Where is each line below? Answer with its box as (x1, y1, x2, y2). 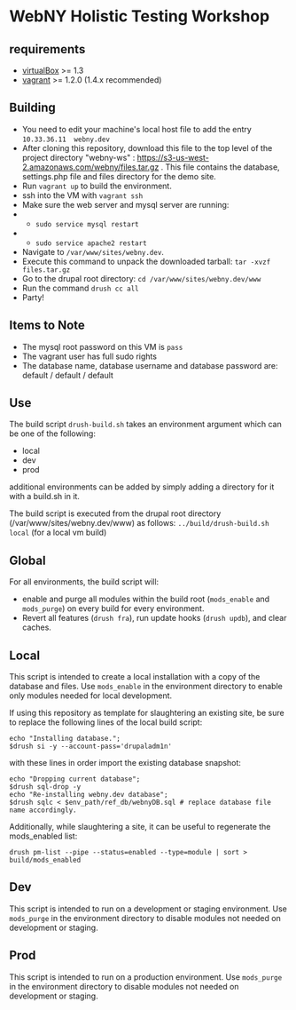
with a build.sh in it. (9, 491, 80, 502)
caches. (21, 622, 51, 632)
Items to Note (9, 318, 86, 333)
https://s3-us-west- (136, 152, 210, 163)
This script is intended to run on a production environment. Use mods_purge (9, 971, 283, 982)
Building (9, 100, 56, 115)
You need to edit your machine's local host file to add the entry (21, 123, 253, 134)
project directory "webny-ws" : (21, 152, 136, 163)
